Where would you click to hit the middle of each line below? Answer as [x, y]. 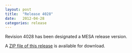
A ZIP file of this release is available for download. [55, 46]
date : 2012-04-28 [25, 18]
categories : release [26, 23]
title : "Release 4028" [29, 14]
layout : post [18, 9]
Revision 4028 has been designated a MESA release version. [66, 37]
